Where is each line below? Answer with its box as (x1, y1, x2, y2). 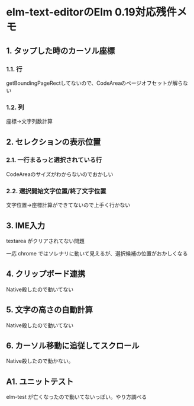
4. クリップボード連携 (6, 269, 86, 279)
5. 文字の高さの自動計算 (6, 305, 93, 315)
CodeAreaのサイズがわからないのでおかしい (6, 170, 114, 178)
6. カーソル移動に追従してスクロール (6, 340, 140, 350)
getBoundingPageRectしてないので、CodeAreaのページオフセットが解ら (6, 79, 183, 87)
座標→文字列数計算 (6, 118, 53, 125)
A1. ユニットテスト (6, 376, 74, 386)
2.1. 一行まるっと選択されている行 (6, 156, 102, 164)
